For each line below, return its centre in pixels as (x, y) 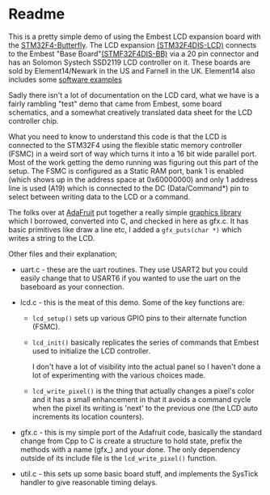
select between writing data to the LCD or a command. (99, 197)
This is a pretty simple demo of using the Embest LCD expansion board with (135, 36)
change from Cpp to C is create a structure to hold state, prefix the (131, 441)
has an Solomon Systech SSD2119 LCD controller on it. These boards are (129, 62)
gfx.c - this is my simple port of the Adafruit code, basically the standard (141, 432)
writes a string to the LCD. (52, 238)
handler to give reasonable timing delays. (89, 482)
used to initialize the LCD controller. (91, 351)
